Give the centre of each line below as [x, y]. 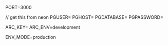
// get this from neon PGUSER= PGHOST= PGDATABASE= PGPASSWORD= [84, 17]
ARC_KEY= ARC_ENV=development [43, 27]
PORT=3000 [18, 7]
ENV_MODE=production [31, 37]
